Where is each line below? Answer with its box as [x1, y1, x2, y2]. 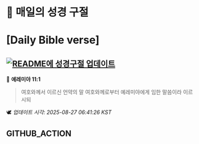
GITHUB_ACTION [6, 128, 72, 139]
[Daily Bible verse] [6, 34, 100, 47]
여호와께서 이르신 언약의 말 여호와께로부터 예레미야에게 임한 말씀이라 [20, 88, 182, 96]
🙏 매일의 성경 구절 [6, 5, 89, 19]
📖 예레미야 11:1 [6, 76, 41, 83]
